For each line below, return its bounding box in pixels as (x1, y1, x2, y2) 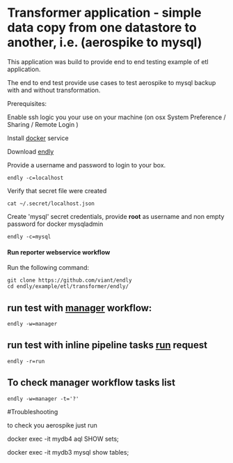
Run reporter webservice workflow (7, 248, 111, 256)
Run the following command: (7, 264, 89, 272)
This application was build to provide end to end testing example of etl (7, 57, 209, 66)
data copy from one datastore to (7, 20, 197, 36)
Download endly (7, 147, 54, 155)
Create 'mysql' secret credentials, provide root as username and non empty (7, 212, 225, 220)
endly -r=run (7, 358, 45, 365)
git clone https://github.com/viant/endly (7, 277, 132, 284)
